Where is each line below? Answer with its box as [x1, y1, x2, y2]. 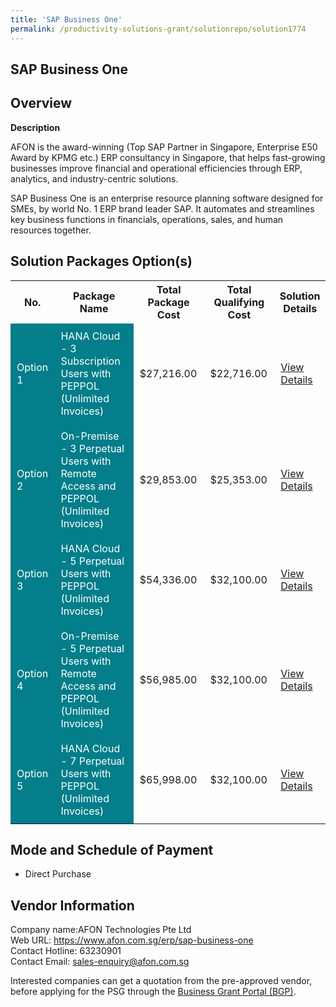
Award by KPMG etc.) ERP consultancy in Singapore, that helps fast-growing [10, 151, 326, 163]
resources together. [10, 224, 92, 236]
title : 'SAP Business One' [10, 14, 123, 25]
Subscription [60, 354, 121, 368]
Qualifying [213, 295, 265, 309]
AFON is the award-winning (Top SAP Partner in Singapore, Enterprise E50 [10, 141, 318, 153]
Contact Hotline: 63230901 [10, 945, 122, 957]
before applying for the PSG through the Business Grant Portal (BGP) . [10, 986, 297, 998]
